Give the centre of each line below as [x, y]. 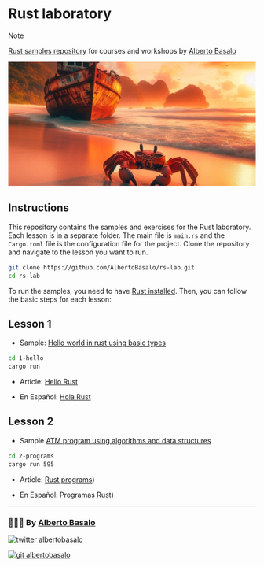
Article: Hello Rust [49, 382]
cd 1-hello [26, 358]
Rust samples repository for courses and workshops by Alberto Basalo [123, 50]
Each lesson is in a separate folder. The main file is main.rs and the [117, 235]
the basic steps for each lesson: [60, 299]
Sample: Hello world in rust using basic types [93, 343]
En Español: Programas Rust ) [66, 495]
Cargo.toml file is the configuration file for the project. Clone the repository [129, 243]
